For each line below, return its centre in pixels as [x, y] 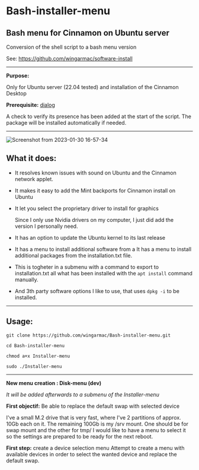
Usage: [20, 322]
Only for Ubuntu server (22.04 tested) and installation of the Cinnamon [92, 87]
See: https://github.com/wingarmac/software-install [70, 58]
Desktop [16, 93]
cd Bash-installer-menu [36, 345]
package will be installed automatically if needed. [66, 123]
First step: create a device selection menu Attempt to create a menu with [95, 448]
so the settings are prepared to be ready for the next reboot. [80, 436]
